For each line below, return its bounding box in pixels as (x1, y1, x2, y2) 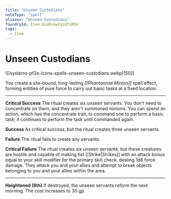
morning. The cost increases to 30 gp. (5, 187, 85, 194)
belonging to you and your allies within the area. (5, 167, 106, 173)
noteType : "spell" (5, 12, 44, 17)
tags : (5, 27, 17, 32)
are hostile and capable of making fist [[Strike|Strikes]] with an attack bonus (5, 151, 165, 157)
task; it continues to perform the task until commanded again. (5, 116, 134, 122)
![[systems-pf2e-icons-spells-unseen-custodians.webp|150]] (5, 70, 134, 76)
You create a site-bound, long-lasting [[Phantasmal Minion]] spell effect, (5, 80, 158, 86)
